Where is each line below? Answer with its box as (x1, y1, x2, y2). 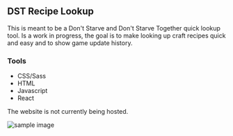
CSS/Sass (17, 72, 47, 80)
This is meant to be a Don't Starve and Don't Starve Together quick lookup (7, 24, 221, 32)
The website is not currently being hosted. (7, 108, 129, 116)
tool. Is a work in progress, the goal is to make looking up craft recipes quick (7, 31, 226, 40)
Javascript (17, 87, 48, 95)
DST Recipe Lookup (7, 6, 94, 17)
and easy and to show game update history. (7, 38, 133, 47)
